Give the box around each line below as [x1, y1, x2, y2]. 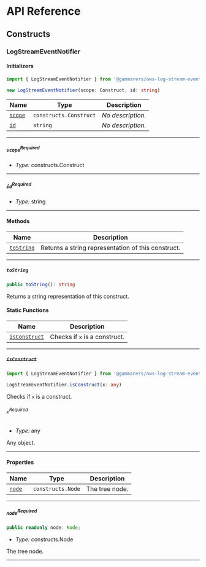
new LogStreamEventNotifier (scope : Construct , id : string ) [6, 87, 161, 93]
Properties [6, 459, 34, 466]
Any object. [6, 439, 36, 446]
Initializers [6, 63, 34, 70]
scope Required [6, 145, 40, 153]
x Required [6, 407, 29, 415]
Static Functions [6, 307, 49, 314]
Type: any [15, 427, 41, 434]
